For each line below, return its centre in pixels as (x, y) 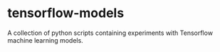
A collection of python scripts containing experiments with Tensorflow (110, 33)
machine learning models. (45, 40)
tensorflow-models (66, 13)
